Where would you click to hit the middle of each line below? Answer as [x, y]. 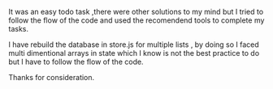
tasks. [19, 29]
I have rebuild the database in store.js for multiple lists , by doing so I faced [134, 44]
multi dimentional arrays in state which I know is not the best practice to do [134, 53]
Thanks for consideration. [52, 77]
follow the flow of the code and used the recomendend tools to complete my [136, 20]
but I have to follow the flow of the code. [76, 61]
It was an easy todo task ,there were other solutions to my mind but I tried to [136, 12]
